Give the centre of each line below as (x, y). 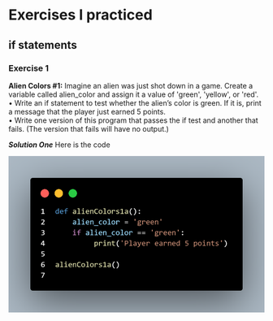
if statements (43, 45)
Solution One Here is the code (60, 145)
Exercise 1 (29, 68)
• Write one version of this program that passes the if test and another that (133, 120)
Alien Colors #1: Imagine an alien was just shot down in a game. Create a (131, 85)
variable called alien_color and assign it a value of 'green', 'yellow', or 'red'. (134, 94)
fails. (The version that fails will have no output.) (89, 128)
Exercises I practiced (80, 15)
